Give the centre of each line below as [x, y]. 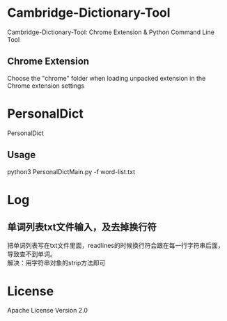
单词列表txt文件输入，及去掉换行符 [82, 227]
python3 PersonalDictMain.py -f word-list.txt [71, 171]
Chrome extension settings [46, 86]
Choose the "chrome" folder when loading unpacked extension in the [107, 78]
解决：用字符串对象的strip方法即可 [56, 263]
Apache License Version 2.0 [48, 311]
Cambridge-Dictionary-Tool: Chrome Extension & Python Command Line [111, 32]
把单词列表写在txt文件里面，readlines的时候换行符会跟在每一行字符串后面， [116, 245]
